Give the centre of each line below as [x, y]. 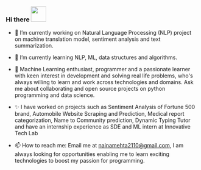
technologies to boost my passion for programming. [79, 161]
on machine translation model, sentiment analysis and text [87, 39]
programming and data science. [55, 95]
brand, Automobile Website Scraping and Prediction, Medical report [99, 114]
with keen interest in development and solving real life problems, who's [104, 76]
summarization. [34, 46]
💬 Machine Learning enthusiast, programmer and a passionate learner [102, 69]
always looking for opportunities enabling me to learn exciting [92, 154]
